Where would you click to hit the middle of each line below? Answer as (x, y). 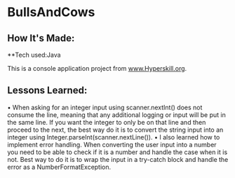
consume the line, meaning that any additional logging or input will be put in (116, 115)
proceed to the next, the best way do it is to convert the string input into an (115, 130)
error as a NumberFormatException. (59, 167)
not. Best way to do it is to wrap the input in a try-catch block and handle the (118, 159)
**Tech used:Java (34, 55)
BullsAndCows (51, 12)
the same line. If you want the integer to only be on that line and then (107, 122)
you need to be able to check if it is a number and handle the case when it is (117, 152)
